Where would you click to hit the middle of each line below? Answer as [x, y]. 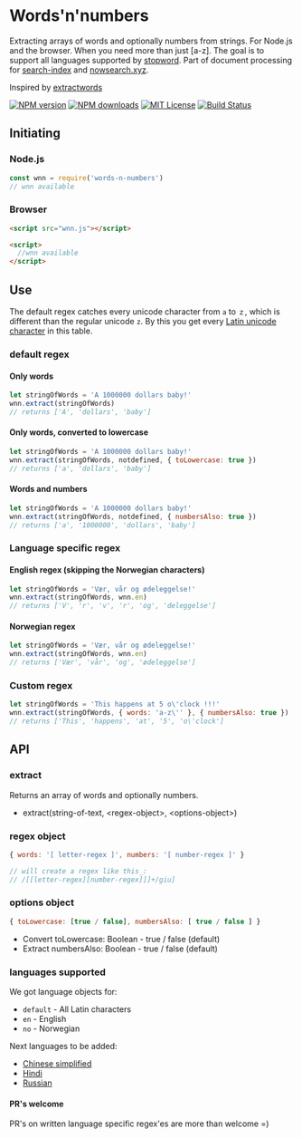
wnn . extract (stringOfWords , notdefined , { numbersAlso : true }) [133, 516]
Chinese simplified [57, 1063]
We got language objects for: [63, 991]
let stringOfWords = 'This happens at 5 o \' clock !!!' [115, 704]
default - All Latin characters [77, 1009]
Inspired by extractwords [56, 87]
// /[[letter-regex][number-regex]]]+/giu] [93, 880]
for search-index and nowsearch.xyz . [79, 70]
